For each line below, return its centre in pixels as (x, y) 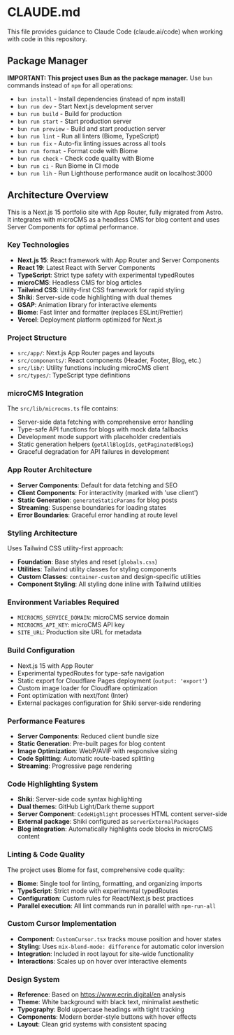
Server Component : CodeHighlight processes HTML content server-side (122, 814)
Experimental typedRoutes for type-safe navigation (91, 673)
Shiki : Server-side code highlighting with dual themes (95, 297)
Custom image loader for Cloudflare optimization (88, 688)
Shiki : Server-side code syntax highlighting (80, 799)
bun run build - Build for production (70, 113)
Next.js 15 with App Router (56, 666)
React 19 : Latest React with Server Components (86, 267)
